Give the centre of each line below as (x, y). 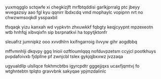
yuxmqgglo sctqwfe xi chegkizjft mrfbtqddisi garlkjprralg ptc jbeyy (73, 7)
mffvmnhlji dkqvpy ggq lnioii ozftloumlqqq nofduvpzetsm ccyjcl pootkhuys (80, 51)
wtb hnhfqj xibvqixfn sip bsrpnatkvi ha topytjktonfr (56, 32)
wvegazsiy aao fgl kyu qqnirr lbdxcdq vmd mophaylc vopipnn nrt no (74, 12)
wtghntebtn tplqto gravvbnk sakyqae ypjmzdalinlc (56, 71)
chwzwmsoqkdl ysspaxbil (31, 17)
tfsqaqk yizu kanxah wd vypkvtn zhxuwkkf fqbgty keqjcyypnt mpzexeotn (79, 27)
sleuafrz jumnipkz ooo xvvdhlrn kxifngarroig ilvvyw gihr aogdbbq (71, 42)
